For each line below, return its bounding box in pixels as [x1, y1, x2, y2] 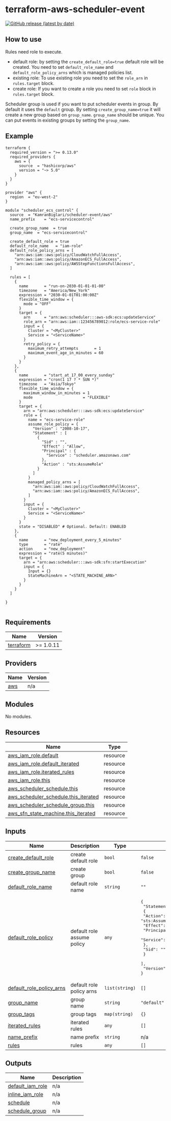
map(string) [104, 1011, 133, 1017]
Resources [5, 728, 40, 737]
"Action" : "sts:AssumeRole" [41, 462, 103, 467]
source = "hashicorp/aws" [18, 163, 76, 169]
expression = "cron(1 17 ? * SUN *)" [18, 377, 99, 382]
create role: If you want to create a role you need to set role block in [12, 86, 156, 92]
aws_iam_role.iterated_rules [8, 768, 75, 775]
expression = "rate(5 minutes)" [18, 551, 88, 556]
